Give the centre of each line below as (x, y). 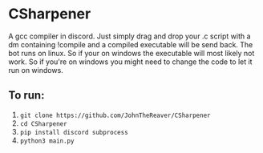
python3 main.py (47, 141)
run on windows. (36, 70)
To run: (26, 96)
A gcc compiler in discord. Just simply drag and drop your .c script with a (129, 36)
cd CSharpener (43, 124)
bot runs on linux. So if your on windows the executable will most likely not (131, 53)
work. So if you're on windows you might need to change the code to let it (130, 62)
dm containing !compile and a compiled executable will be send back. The (131, 44)
